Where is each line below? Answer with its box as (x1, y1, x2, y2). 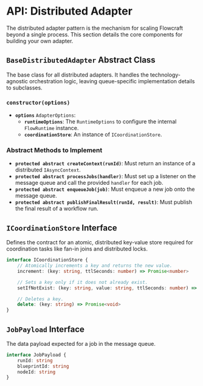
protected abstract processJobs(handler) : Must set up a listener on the (15, 173, 196, 180)
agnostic (6, 77, 29, 84)
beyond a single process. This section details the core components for (6, 30, 183, 38)
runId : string (17, 357, 53, 364)
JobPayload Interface (6, 324, 85, 334)
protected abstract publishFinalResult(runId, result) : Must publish (15, 199, 193, 206)
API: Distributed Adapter (6, 4, 132, 18)
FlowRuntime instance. (24, 125, 79, 132)
